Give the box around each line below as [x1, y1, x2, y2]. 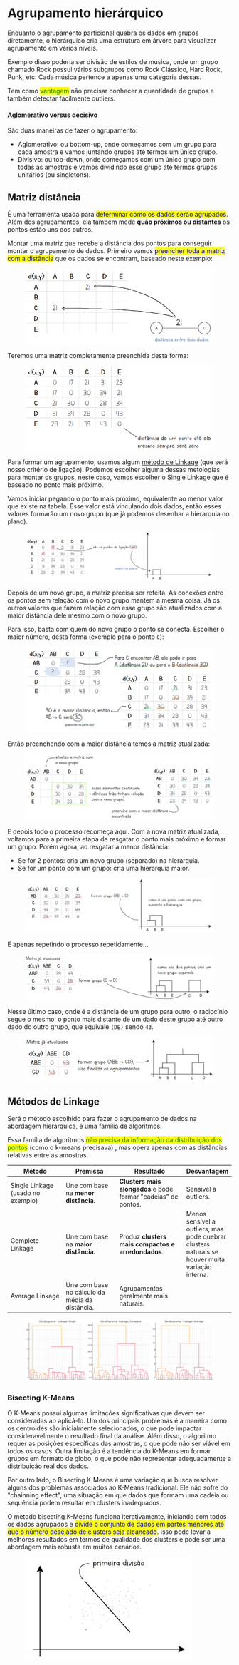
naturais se [186, 1248, 219, 1256]
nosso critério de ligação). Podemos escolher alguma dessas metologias [7, 466, 221, 474]
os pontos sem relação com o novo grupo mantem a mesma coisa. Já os [7, 596, 221, 604]
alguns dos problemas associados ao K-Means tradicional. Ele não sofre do [7, 1483, 228, 1492]
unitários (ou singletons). [17, 170, 91, 179]
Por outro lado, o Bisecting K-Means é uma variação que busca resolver [7, 1475, 218, 1484]
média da [65, 1296, 93, 1304]
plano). [7, 517, 28, 526]
